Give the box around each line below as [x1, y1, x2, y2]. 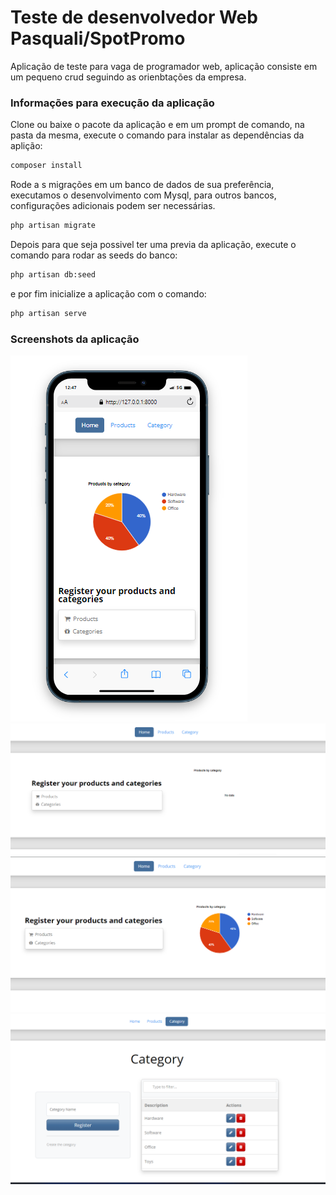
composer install [10, 161, 83, 171]
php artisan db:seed [10, 269, 97, 280]
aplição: [10, 140, 43, 152]
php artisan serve [10, 308, 87, 318]
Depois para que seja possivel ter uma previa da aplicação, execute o [10, 238, 297, 250]
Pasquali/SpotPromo [10, 27, 186, 50]
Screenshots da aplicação [10, 332, 140, 346]
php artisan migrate [10, 221, 97, 231]
